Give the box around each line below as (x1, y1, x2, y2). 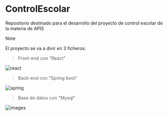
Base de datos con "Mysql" (17, 95, 76, 101)
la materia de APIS (5, 25, 44, 31)
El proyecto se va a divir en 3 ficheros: (5, 45, 86, 51)
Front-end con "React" (17, 55, 66, 61)
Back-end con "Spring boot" (17, 75, 78, 81)
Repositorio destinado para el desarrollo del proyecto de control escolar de (5, 20, 163, 26)
